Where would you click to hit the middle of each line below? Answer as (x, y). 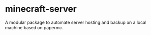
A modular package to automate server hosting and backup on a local (76, 22)
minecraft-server (41, 9)
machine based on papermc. (34, 27)
